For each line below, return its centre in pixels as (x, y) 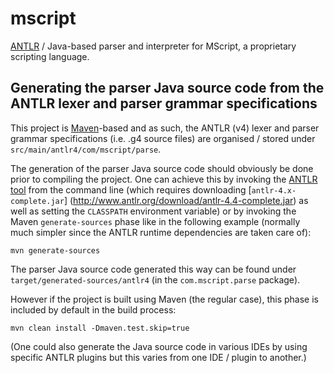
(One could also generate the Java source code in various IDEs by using (159, 346)
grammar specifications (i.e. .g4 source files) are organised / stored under (163, 138)
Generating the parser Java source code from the (167, 88)
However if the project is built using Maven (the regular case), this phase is (164, 299)
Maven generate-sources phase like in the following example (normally (155, 221)
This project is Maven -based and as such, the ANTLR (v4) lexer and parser (165, 128)
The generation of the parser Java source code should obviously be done (162, 168)
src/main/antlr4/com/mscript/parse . (86, 149)
